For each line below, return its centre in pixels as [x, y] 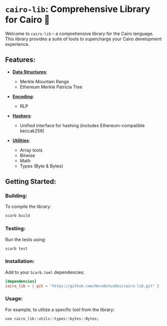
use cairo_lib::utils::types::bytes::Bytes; [52, 319]
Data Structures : [30, 72]
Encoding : [23, 96]
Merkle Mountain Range [44, 81]
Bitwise [27, 155]
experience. [17, 44]
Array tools [31, 150]
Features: [20, 60]
